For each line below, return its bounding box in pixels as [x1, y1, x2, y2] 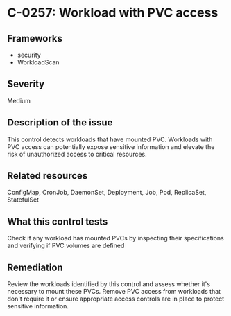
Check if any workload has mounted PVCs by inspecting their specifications [7, 234, 224, 243]
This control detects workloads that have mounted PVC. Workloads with [7, 135, 213, 143]
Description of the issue [7, 116, 113, 129]
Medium [7, 96, 31, 105]
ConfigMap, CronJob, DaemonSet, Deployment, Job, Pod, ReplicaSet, [7, 188, 207, 197]
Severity [7, 78, 45, 90]
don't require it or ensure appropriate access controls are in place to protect [7, 295, 225, 303]
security [17, 51, 42, 59]
